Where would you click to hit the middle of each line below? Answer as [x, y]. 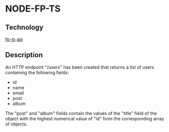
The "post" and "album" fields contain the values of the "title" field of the [81, 113]
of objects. [16, 124]
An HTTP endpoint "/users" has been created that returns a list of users [80, 67]
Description [24, 55]
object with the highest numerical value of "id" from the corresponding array [85, 118]
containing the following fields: [37, 72]
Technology [24, 27]
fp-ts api [14, 39]
